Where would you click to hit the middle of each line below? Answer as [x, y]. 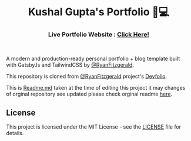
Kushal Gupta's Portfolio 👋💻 [99, 12]
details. [15, 133]
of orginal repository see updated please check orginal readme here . [89, 94]
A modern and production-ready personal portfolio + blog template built [93, 59]
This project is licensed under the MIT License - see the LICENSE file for [93, 127]
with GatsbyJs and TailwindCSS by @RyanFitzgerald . [70, 65]
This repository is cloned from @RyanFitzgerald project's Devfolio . [87, 76]
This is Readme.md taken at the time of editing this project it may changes [96, 88]
